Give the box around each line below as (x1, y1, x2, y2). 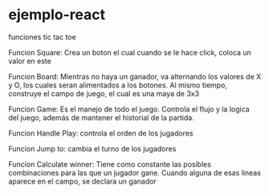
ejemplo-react (8, 6, 106, 24)
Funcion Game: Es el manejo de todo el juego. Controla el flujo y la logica (8, 104, 251, 114)
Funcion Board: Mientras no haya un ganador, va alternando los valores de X (8, 71, 262, 81)
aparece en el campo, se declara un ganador (8, 176, 157, 186)
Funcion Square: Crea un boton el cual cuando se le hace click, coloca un (8, 47, 251, 57)
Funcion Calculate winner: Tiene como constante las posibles (8, 159, 211, 169)
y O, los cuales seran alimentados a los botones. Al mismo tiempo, (8, 80, 227, 90)
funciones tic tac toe (8, 32, 76, 42)
